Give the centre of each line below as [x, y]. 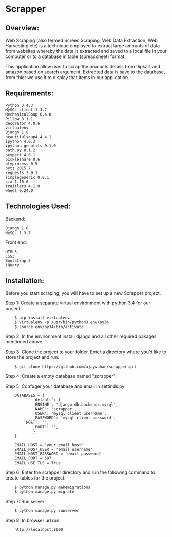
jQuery [12, 265]
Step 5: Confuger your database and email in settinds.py [65, 386]
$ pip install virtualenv [42, 318]
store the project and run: [32, 357]
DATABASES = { [30, 396]
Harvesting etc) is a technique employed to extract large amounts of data [83, 46]
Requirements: [30, 94]
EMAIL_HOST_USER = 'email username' [54, 450]
